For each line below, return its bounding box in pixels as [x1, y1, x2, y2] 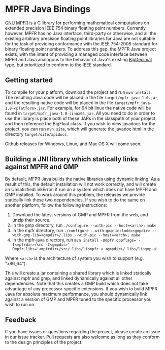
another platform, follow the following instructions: [5, 202, 107, 208]
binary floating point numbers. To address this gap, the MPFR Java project [5, 46, 156, 52]
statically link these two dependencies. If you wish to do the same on [5, 196, 145, 203]
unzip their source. [12, 217, 51, 223]
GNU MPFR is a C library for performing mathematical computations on [5, 20, 149, 26]
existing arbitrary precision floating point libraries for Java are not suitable [5, 36, 156, 41]
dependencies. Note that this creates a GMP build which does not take [5, 280, 149, 286]
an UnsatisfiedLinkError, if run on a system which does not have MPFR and [5, 186, 157, 192]
